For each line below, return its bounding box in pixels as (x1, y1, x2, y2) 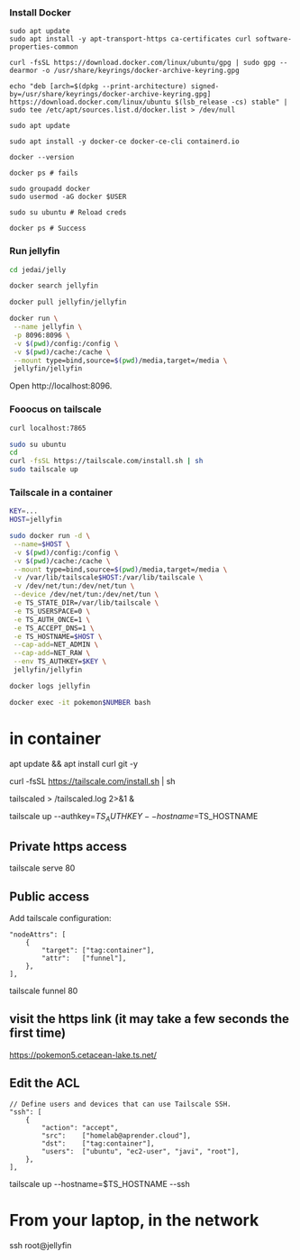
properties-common (9, 42, 78, 51)
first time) (9, 1026, 66, 1041)
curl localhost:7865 (9, 424, 87, 433)
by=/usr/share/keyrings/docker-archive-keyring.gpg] (9, 90, 212, 99)
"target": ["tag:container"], (41, 946, 155, 955)
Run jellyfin (9, 245, 60, 258)
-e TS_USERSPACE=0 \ (13, 607, 91, 616)
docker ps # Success (9, 224, 87, 233)
